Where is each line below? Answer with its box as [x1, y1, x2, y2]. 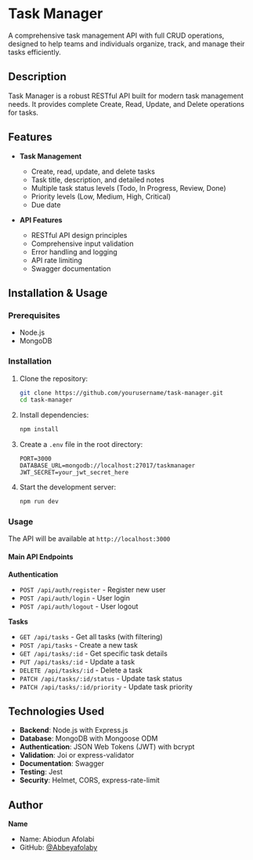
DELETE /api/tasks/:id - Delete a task [19, 665, 143, 675]
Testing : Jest [19, 767, 63, 777]
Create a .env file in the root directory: [19, 440, 143, 449]
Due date [31, 199, 61, 209]
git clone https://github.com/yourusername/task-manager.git [19, 389, 224, 397]
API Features [19, 215, 63, 225]
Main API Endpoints [8, 551, 74, 562]
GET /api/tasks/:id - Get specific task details [19, 649, 168, 658]
